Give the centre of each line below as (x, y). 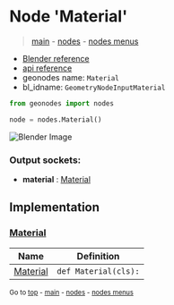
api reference (47, 68)
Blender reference (56, 58)
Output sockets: (45, 160)
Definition (98, 256)
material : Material (57, 179)
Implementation (55, 208)
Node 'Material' (69, 17)
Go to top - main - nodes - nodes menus (72, 292)
